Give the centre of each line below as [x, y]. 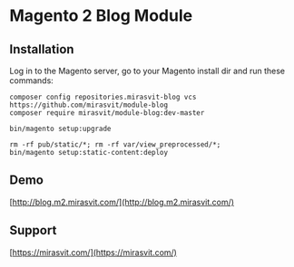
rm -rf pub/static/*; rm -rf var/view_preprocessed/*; [115, 145]
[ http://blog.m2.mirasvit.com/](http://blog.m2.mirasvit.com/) [122, 202]
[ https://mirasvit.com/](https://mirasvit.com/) [93, 252]
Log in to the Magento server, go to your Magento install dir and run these [147, 71]
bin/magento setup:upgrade [60, 129]
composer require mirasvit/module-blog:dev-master [107, 113]
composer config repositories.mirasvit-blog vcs [103, 97]
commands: [32, 81]
